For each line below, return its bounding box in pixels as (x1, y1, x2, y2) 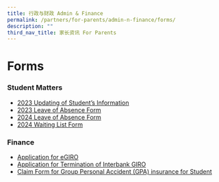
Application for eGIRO (16, 153, 79, 161)
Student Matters (7, 83, 63, 92)
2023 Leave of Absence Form (16, 105, 101, 114)
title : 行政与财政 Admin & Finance (7, 10, 104, 17)
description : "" (7, 23, 53, 29)
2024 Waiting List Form (16, 120, 83, 129)
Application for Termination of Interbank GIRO (16, 160, 146, 168)
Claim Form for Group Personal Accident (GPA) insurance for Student (16, 168, 212, 176)
